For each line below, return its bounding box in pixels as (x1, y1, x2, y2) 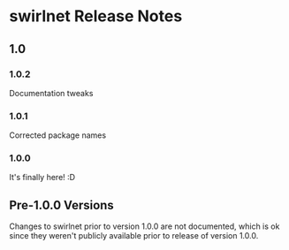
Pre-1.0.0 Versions (9, 197, 115, 213)
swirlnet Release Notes (9, 6, 183, 27)
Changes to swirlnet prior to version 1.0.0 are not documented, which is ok (9, 221, 280, 231)
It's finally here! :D (9, 172, 76, 183)
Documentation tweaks (9, 87, 94, 98)
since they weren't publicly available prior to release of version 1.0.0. (9, 231, 259, 241)
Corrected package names (9, 130, 107, 140)
